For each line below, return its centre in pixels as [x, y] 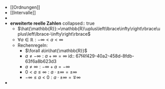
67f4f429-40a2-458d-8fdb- [105, 56]
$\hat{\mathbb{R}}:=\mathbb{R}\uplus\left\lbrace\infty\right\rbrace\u [89, 29]
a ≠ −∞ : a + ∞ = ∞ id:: [50, 56]
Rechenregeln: [32, 45]
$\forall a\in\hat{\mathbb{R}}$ [56, 51]
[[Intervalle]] [23, 13]
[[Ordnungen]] [25, 7]
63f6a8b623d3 [41, 61]
